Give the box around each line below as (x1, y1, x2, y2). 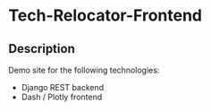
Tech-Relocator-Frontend (8, 5, 203, 26)
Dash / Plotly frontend (21, 91, 103, 102)
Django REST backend (21, 82, 105, 92)
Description (8, 41, 75, 56)
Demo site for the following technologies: (8, 64, 160, 75)
